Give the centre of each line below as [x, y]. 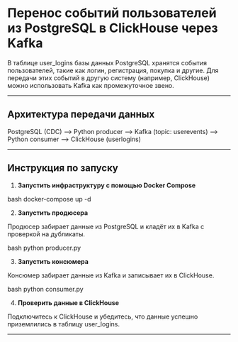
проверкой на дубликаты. [46, 234]
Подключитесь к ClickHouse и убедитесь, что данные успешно [103, 316]
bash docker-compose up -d [49, 199]
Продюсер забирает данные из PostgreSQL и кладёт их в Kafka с [106, 226]
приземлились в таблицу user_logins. [64, 324]
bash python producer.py [44, 248]
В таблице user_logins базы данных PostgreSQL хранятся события [107, 62]
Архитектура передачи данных [81, 115]
